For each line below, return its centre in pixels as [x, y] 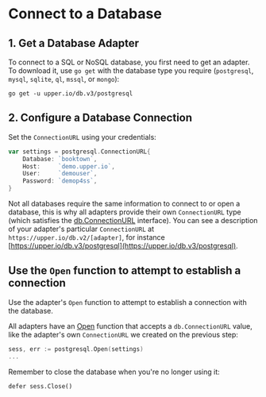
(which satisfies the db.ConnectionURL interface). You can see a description [133, 221]
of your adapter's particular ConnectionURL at [81, 229]
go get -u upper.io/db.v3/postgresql [71, 94]
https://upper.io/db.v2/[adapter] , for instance [87, 237]
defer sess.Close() [40, 386]
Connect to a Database [85, 14]
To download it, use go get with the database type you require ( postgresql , [131, 71]
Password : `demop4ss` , [60, 181]
